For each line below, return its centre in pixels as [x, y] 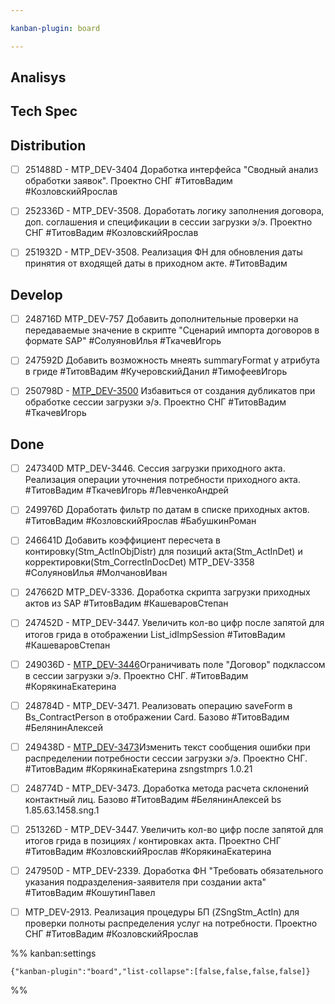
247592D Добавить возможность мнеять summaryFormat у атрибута [172, 360]
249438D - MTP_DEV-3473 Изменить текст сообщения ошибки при [167, 747]
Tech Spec [44, 111]
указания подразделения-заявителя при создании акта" [145, 882]
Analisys [38, 77]
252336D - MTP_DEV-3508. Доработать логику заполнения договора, [174, 211]
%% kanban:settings [53, 953]
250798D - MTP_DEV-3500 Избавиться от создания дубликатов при [170, 391]
